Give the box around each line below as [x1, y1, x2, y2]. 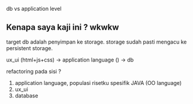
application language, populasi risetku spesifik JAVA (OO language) [14, 79, 182, 86]
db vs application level [6, 5, 62, 12]
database [14, 92, 38, 99]
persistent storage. [6, 44, 53, 51]
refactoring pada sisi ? [6, 68, 62, 75]
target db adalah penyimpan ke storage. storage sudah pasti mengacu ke [6, 38, 187, 45]
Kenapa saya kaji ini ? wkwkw [6, 22, 119, 32]
